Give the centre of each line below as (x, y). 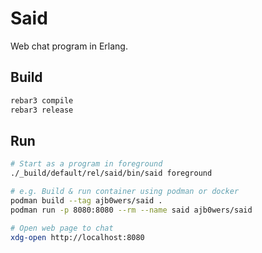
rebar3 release (42, 110)
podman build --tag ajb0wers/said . (86, 200)
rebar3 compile (42, 100)
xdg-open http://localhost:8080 (77, 237)
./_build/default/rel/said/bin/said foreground (111, 173)
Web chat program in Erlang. (69, 46)
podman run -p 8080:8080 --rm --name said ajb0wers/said (131, 210)
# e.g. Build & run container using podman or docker (125, 192)
